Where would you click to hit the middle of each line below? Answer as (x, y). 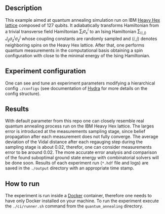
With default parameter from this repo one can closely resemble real (75, 121)
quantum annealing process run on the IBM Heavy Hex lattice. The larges (80, 126)
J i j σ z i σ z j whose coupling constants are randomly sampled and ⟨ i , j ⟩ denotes (81, 39)
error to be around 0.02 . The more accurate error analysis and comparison (81, 152)
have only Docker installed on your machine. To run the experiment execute (82, 201)
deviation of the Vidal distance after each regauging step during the (74, 142)
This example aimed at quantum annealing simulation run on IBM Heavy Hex (83, 20)
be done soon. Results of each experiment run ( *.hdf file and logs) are (77, 163)
